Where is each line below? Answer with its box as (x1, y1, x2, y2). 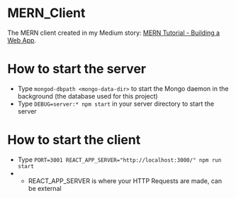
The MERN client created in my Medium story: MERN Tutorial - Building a (7, 28, 220, 37)
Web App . (7, 35, 37, 44)
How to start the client (7, 132, 141, 148)
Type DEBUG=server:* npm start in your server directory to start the (17, 99, 215, 108)
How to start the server (7, 61, 147, 77)
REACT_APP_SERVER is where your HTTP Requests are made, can (28, 176, 222, 185)
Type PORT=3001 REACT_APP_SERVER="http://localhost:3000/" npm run (17, 155, 222, 164)
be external (28, 184, 62, 192)
